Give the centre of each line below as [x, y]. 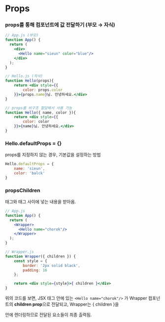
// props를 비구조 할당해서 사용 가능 [39, 108]
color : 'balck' [30, 173]
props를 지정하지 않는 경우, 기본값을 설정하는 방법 [53, 155]
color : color [36, 122]
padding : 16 [35, 270]
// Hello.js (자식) [24, 76]
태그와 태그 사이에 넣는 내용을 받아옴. [41, 202]
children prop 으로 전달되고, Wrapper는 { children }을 [66, 304]
